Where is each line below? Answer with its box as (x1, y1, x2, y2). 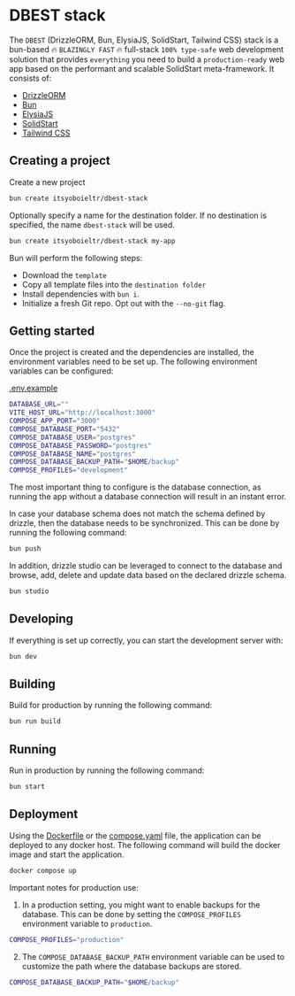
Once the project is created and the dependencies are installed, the (9, 347, 254, 358)
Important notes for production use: (9, 882, 140, 892)
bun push (9, 544, 42, 553)
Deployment (9, 807, 79, 822)
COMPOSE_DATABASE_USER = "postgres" (9, 433, 137, 442)
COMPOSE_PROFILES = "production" (9, 935, 125, 944)
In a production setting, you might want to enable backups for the (21, 899, 261, 910)
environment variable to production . (21, 918, 153, 929)
